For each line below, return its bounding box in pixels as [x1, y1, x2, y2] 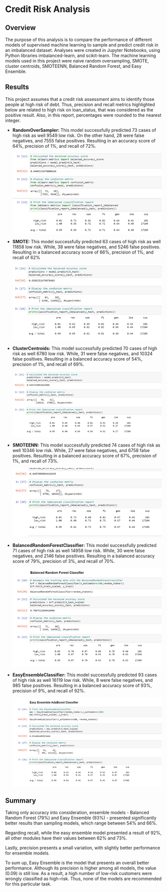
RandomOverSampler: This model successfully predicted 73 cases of [12, 127, 157, 133]
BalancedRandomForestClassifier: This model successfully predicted [12, 542, 157, 548]
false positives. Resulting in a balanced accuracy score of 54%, [12, 356, 143, 362]
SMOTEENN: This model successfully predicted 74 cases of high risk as [12, 442, 161, 448]
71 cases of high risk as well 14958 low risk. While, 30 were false [12, 548, 145, 554]
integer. [5, 117, 21, 123]
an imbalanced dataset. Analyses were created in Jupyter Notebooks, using [5, 47, 161, 53]
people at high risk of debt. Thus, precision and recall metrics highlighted [5, 101, 155, 107]
